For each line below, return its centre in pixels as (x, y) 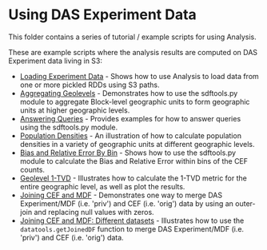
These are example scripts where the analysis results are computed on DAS (133, 52)
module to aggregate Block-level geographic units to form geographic (135, 101)
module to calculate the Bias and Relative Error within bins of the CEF (134, 161)
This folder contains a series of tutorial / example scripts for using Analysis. (133, 37)
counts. (32, 169)
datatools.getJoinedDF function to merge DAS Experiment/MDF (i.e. (132, 228)
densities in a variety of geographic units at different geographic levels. (137, 144)
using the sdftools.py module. (69, 127)
